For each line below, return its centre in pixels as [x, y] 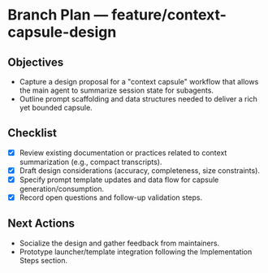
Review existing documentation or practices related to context [123, 153]
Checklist [32, 133]
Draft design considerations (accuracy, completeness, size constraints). [140, 170]
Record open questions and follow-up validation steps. [111, 197]
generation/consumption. [62, 189]
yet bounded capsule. [56, 108]
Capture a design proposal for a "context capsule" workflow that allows [139, 82]
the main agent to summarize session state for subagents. [117, 90]
